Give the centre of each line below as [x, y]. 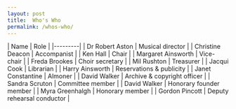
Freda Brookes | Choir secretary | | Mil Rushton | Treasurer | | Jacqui [130, 61]
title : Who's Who [34, 20]
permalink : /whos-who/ [40, 27]
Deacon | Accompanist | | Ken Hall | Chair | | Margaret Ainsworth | [103, 54]
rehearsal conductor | [39, 99]
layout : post [26, 14]
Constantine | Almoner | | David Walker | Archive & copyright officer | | [109, 76]
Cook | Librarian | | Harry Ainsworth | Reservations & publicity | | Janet [109, 69]
